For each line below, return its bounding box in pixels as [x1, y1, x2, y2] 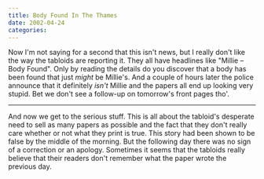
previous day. [8, 162, 53, 171]
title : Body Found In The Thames [8, 11, 118, 20]
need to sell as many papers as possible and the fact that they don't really [8, 120, 247, 130]
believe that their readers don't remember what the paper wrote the [8, 154, 227, 163]
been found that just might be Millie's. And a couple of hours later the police [8, 72, 254, 82]
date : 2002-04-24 [8, 19, 65, 27]
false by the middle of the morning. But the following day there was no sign [8, 137, 251, 146]
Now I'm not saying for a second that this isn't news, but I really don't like [8, 48, 246, 57]
